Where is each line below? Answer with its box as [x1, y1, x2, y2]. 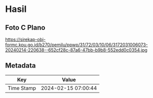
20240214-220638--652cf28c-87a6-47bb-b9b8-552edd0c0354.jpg [5, 47, 147, 53]
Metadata [5, 61, 36, 70]
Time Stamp [7, 85, 36, 92]
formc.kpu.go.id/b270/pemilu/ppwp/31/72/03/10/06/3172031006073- [5, 42, 148, 48]
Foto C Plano [5, 23, 45, 32]
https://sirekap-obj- [5, 36, 46, 42]
